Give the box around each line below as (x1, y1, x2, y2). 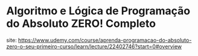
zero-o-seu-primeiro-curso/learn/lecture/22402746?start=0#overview (6, 43, 182, 50)
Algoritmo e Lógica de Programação (6, 4, 191, 18)
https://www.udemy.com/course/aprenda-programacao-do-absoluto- (18, 36, 192, 43)
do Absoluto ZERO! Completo (6, 17, 156, 30)
